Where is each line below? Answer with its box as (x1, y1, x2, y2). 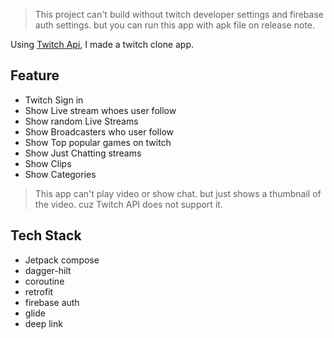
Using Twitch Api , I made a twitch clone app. (10, 39, 195, 50)
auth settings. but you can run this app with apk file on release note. (34, 19, 316, 31)
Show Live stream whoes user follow (24, 104, 177, 116)
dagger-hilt (24, 264, 72, 276)
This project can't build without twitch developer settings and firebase (34, 9, 324, 20)
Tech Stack (10, 227, 82, 244)
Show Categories (24, 168, 97, 180)
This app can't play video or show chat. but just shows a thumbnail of (34, 187, 322, 199)
